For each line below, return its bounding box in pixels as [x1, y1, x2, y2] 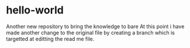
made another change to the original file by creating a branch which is [6, 29, 175, 36]
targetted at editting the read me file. [6, 35, 95, 42]
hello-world [6, 4, 64, 17]
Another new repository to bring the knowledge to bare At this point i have [6, 23, 185, 30]
